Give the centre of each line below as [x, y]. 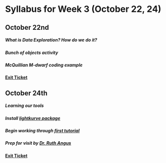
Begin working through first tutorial [42, 131]
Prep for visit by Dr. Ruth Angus [38, 143]
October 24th [27, 93]
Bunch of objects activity [32, 53]
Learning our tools [25, 106]
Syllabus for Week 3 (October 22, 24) [83, 9]
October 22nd [27, 27]
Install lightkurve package [33, 118]
